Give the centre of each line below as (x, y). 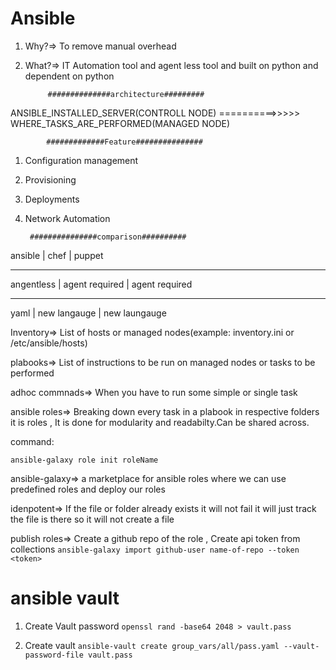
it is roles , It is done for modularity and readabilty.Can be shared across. (160, 422)
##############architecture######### (126, 94)
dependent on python (69, 76)
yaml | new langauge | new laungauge (88, 313)
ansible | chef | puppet (57, 255)
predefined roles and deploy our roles (88, 489)
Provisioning (50, 179)
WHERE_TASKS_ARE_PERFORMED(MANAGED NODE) (120, 123)
